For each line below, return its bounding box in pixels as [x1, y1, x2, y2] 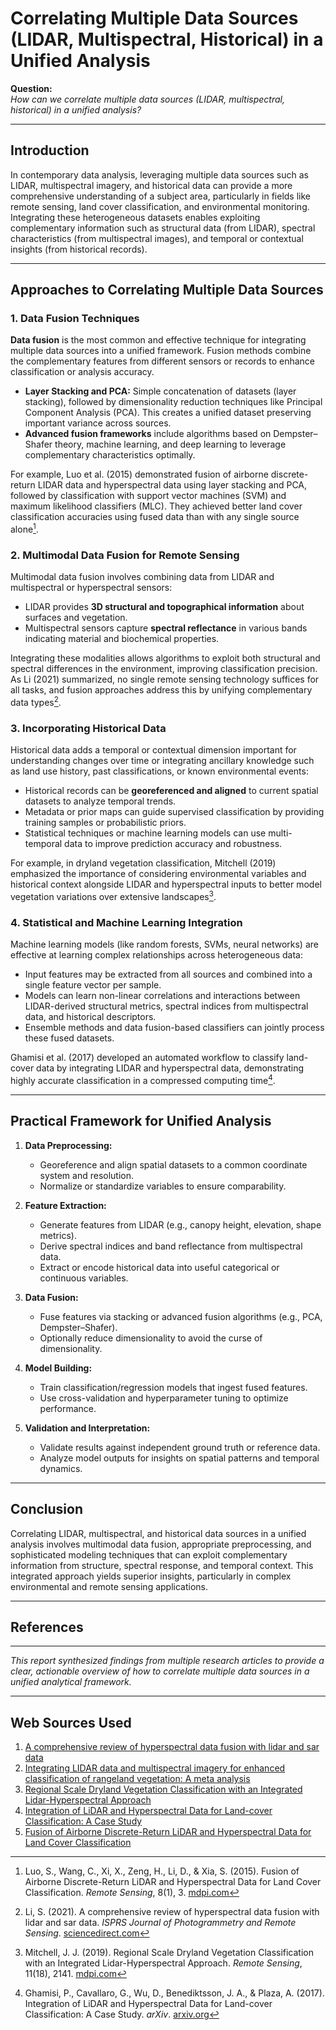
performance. [39, 1402, 97, 1414]
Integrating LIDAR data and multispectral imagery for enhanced [24, 1762, 286, 1774]
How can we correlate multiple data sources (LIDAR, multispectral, [10, 93, 286, 105]
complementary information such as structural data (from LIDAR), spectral [10, 222, 316, 234]
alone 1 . [10, 522, 39, 536]
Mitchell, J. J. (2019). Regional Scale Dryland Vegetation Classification [24, 1947, 315, 1959]
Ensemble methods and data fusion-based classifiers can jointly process [24, 1022, 325, 1034]
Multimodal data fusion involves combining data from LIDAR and [10, 571, 275, 583]
